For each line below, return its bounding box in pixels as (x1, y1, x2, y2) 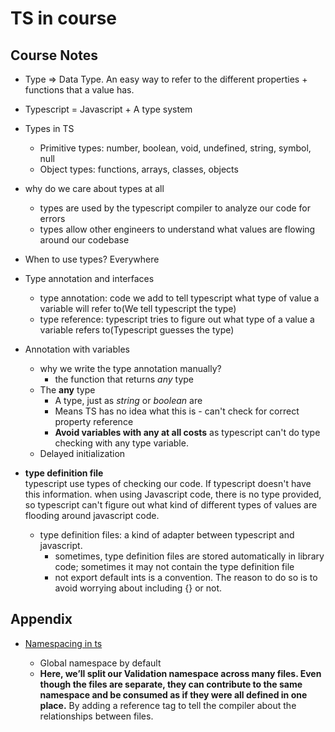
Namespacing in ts (24, 637, 103, 649)
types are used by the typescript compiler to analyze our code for (39, 202, 311, 214)
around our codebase (39, 234, 130, 246)
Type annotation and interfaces (24, 273, 155, 284)
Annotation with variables (24, 343, 130, 355)
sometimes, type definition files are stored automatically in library (54, 550, 325, 562)
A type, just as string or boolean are (54, 395, 203, 406)
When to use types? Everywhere (24, 253, 160, 265)
